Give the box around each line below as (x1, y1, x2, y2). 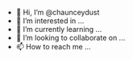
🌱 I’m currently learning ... (15, 25, 102, 33)
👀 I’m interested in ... (15, 16, 85, 26)
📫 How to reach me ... (15, 42, 91, 51)
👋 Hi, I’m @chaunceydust (15, 8, 100, 17)
